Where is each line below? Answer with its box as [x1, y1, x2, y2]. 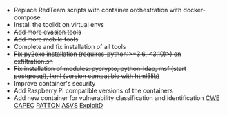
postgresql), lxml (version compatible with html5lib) [13, 72, 160, 80]
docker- [183, 6, 206, 14]
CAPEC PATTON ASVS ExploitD [13, 101, 103, 109]
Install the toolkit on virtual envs [13, 21, 105, 28]
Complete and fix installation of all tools [13, 43, 126, 50]
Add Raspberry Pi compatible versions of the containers [13, 86, 174, 95]
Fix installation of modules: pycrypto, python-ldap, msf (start [13, 65, 186, 72]
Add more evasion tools [13, 28, 81, 36]
